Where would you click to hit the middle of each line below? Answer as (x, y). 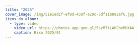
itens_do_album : (22, 19)
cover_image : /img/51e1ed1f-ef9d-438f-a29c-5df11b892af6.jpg (70, 14)
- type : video (24, 23)
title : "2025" (20, 10)
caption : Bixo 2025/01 (37, 33)
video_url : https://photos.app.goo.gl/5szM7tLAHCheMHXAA (74, 28)
